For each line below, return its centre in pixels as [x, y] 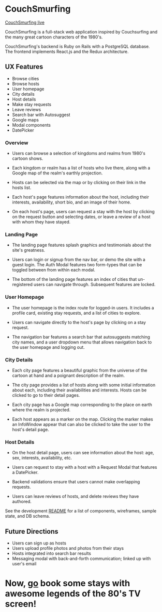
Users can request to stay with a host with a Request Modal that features [84, 467]
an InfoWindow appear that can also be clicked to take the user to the [81, 424]
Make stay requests [32, 104]
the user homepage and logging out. [48, 347]
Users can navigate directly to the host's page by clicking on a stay [79, 322]
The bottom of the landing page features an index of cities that [74, 279]
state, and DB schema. [28, 516]
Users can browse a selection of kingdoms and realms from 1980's [79, 153]
